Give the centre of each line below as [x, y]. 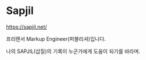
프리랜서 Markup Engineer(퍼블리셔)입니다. [56, 38]
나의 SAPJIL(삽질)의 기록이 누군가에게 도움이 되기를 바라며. [73, 51]
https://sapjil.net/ [27, 27]
